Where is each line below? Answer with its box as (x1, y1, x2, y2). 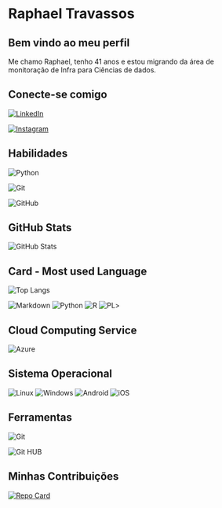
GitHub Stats (8, 221, 72, 234)
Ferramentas (8, 410, 72, 425)
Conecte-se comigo (8, 88, 107, 101)
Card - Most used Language (8, 264, 147, 278)
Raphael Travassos (8, 5, 135, 23)
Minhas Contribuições (8, 469, 119, 484)
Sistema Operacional (8, 367, 112, 381)
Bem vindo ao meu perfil (8, 36, 130, 50)
